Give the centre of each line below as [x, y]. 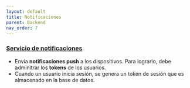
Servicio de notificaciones [44, 49]
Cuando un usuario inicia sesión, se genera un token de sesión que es [99, 73]
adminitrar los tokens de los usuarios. [60, 67]
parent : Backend [26, 22]
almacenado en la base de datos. [55, 80]
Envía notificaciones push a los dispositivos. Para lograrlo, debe [93, 61]
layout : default [26, 11]
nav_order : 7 [22, 28]
